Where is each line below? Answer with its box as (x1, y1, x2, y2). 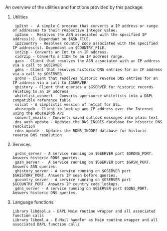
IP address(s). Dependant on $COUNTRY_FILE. (12, 45, 107, 50)
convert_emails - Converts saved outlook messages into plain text (14, 115, 158, 120)
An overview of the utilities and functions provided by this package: (5, 4, 144, 10)
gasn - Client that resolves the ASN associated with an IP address (14, 58, 161, 63)
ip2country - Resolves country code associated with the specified (14, 41, 158, 46)
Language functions (12, 199, 54, 205)
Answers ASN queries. (12, 164, 57, 169)
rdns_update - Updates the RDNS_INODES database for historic (14, 128, 147, 133)
